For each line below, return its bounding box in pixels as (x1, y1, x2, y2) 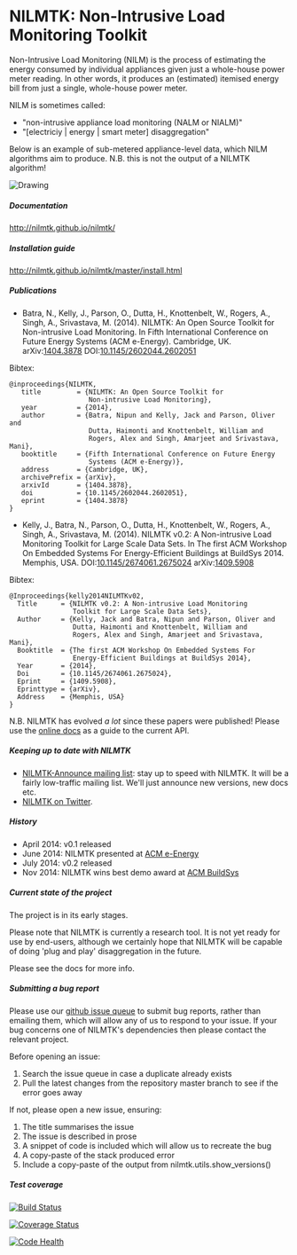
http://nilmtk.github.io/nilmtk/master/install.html (9, 264, 183, 276)
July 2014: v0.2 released (21, 858, 113, 868)
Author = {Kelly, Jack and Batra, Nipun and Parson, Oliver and (17, 615, 276, 624)
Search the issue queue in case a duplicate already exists (21, 1068, 232, 1079)
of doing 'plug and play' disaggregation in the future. (9, 945, 202, 956)
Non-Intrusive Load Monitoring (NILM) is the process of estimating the (9, 54, 266, 65)
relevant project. (9, 1033, 69, 1044)
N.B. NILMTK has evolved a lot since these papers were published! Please (9, 716, 280, 726)
